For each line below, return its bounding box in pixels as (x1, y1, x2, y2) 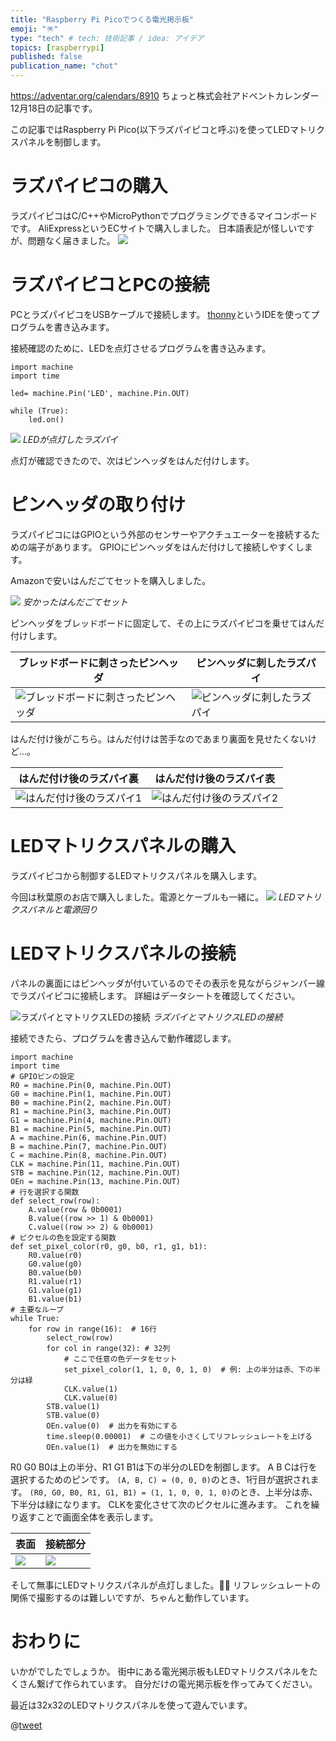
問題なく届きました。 (27, 234, 116, 246)
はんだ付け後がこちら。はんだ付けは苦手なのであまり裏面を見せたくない (10, 732, 308, 745)
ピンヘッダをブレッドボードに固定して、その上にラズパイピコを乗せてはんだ (10, 617, 325, 629)
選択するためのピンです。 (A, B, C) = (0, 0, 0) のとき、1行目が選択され (10, 1473, 311, 1485)
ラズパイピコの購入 (10, 175, 168, 198)
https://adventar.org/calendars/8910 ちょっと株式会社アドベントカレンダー (10, 90, 320, 101)
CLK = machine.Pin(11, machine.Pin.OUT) (10, 1159, 182, 1169)
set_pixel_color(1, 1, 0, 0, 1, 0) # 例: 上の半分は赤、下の (63, 1364, 314, 1375)
